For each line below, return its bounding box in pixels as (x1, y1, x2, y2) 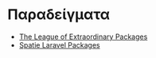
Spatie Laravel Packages (18, 40, 100, 49)
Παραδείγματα (7, 6, 111, 24)
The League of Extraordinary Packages (18, 32, 148, 41)
